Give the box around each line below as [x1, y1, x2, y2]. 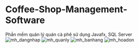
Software [5, 14, 45, 26]
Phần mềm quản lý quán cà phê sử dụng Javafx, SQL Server [5, 31, 132, 37]
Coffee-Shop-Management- [5, 4, 128, 15]
